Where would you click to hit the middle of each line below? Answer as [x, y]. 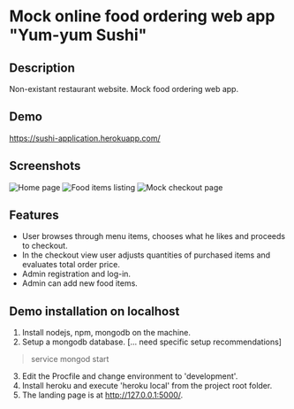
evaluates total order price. [71, 265]
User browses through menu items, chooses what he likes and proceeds [153, 236]
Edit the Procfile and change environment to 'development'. [130, 376]
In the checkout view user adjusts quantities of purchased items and [146, 255]
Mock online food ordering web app [142, 16]
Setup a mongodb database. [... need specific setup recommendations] [152, 342]
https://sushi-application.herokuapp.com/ [85, 138]
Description [42, 68]
